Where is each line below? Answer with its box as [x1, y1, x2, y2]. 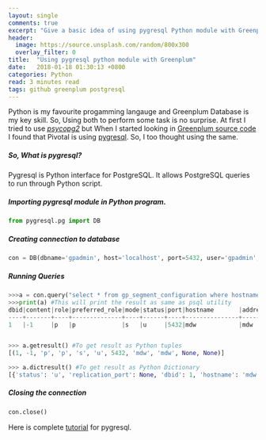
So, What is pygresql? [8, 150, 82, 159]
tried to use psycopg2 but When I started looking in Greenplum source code [8, 124, 256, 133]
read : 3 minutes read [8, 78, 80, 86]
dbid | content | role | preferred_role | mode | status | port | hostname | [8, 306, 243, 314]
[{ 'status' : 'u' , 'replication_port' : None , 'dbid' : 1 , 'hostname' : [8, 371, 239, 379]
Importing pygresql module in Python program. [8, 197, 166, 206]
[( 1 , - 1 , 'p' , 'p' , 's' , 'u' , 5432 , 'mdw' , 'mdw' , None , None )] [8, 350, 225, 358]
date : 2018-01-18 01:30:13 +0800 [8, 63, 126, 71]
